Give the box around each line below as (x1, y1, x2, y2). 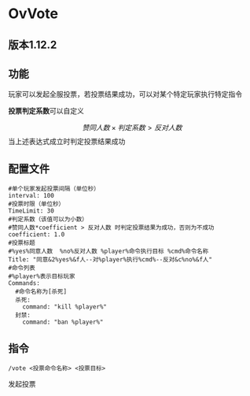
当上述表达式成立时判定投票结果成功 (8, 137, 126, 146)
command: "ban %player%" (22, 318, 104, 327)
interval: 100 (8, 192, 55, 200)
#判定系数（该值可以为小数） (8, 216, 88, 224)
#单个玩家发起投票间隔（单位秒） (8, 185, 100, 193)
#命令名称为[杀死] (15, 288, 68, 296)
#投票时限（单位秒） (8, 200, 65, 209)
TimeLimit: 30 (8, 207, 55, 215)
